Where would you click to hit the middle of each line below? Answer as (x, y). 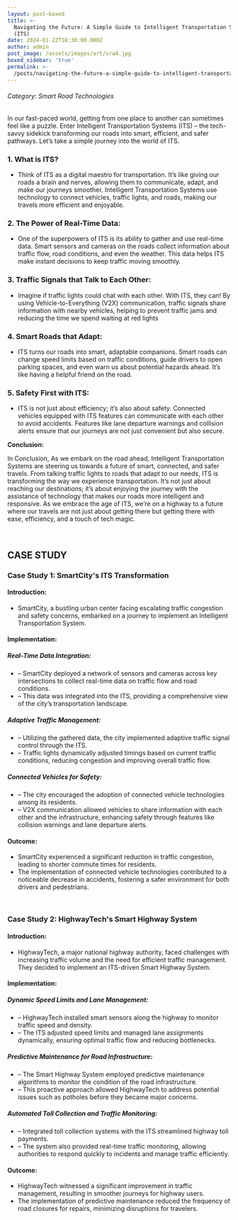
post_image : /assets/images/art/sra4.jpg (69, 54)
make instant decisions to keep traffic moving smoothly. (99, 261)
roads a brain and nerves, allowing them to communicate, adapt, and (118, 182)
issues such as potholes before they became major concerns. (108, 1097)
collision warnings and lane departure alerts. (83, 825)
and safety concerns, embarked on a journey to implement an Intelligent (123, 615)
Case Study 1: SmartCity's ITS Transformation (88, 575)
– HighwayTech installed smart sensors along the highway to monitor (118, 1017)
